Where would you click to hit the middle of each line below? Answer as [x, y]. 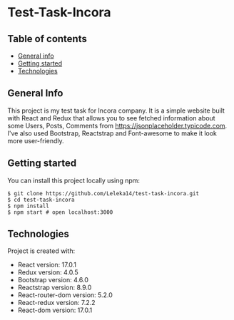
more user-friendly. [36, 140]
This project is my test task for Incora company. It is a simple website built [116, 110]
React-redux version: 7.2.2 [56, 303]
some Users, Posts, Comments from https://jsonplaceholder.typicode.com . [117, 125]
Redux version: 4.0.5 [48, 272]
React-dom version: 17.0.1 [55, 310]
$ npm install [29, 206]
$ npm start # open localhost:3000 [60, 212]
